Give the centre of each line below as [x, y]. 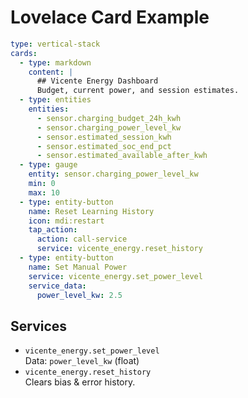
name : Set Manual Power [78, 267]
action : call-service [82, 239]
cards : [24, 53]
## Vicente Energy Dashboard [97, 81]
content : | [51, 72]
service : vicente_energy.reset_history [119, 249]
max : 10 [44, 192]
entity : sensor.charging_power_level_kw [113, 174]
